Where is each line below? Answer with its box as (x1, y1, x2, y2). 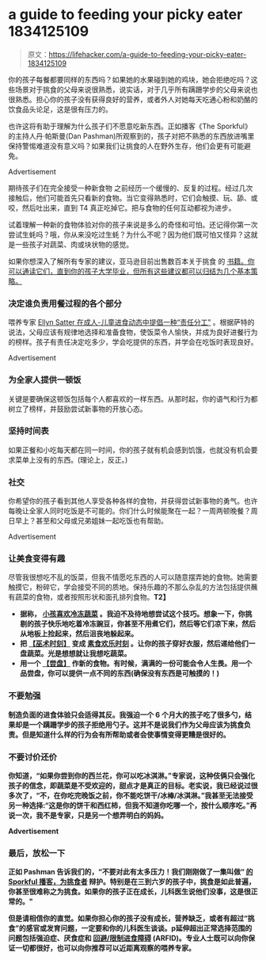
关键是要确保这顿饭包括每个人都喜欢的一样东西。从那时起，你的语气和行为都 (8, 394, 258, 403)
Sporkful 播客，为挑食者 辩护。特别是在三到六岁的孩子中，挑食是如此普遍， (8, 877, 256, 886)
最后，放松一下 (8, 848, 66, 859)
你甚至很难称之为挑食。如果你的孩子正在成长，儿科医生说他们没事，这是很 (8, 887, 251, 897)
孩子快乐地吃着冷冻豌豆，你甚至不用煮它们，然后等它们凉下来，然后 (33, 619, 256, 629)
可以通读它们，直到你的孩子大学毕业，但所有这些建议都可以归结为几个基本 (8, 266, 251, 276)
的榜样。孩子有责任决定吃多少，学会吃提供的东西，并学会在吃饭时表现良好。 (8, 337, 258, 347)
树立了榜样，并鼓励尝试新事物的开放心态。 (8, 404, 147, 413)
